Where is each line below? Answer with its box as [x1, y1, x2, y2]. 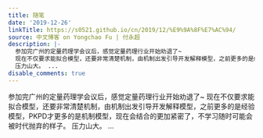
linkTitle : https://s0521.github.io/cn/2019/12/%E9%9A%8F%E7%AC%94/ [8, 26, 236, 34]
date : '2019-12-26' [8, 19, 72, 27]
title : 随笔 [8, 11, 45, 19]
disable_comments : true [8, 69, 86, 77]
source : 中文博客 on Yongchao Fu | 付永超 [8, 33, 141, 41]
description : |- [8, 41, 61, 48]
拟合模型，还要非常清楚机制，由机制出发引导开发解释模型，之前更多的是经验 [8, 101, 255, 111]
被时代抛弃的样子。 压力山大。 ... [8, 121, 114, 130]
